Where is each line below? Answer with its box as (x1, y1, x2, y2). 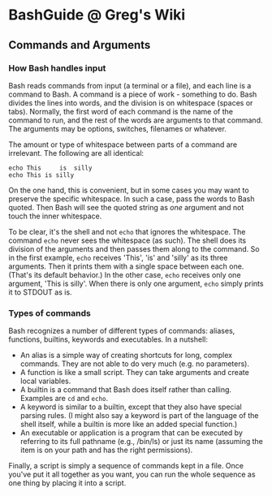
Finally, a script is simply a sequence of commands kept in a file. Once (8, 461, 244, 471)
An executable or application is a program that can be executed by (19, 428, 244, 438)
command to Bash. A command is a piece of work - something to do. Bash (8, 89, 257, 99)
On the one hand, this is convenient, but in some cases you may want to (8, 185, 249, 195)
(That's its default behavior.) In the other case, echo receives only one (8, 270, 241, 279)
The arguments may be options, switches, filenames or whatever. (8, 123, 227, 133)
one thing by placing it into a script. (8, 478, 127, 488)
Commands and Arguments (8, 38, 151, 52)
